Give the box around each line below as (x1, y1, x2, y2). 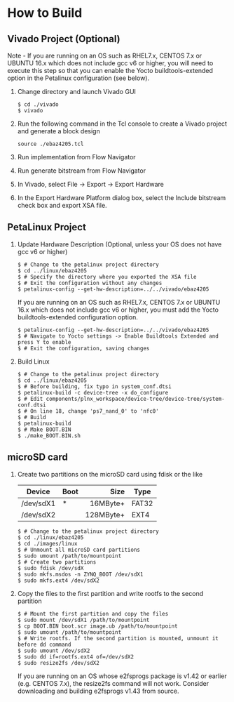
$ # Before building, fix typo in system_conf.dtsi (17, 383, 172, 390)
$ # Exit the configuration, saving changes (17, 345, 150, 352)
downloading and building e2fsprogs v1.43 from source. (17, 687, 180, 695)
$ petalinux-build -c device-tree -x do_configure (17, 389, 169, 396)
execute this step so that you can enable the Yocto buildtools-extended (7, 67, 214, 74)
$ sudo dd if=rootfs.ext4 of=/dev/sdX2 (17, 653, 135, 661)
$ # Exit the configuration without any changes (17, 279, 163, 286)
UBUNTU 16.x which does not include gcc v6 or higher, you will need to (7, 59, 214, 67)
